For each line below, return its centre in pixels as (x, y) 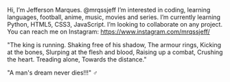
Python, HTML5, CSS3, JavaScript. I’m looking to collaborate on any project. (115, 24)
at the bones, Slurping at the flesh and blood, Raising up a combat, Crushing (115, 52)
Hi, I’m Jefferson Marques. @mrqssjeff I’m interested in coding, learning (109, 10)
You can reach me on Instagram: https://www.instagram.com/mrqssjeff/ (109, 31)
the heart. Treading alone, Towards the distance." (77, 59)
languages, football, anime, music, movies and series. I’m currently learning (114, 17)
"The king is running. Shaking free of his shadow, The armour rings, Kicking (114, 45)
